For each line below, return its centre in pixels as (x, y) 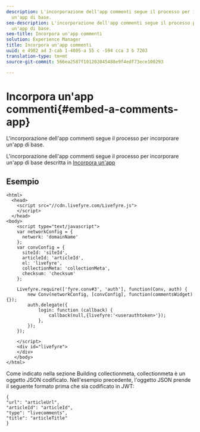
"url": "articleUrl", (33, 403)
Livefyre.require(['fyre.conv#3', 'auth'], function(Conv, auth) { (102, 289)
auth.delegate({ (48, 305)
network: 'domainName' (50, 237)
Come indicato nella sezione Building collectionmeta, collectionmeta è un (96, 373)
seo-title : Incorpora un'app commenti (54, 34)
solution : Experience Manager (44, 39)
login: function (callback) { (75, 310)
